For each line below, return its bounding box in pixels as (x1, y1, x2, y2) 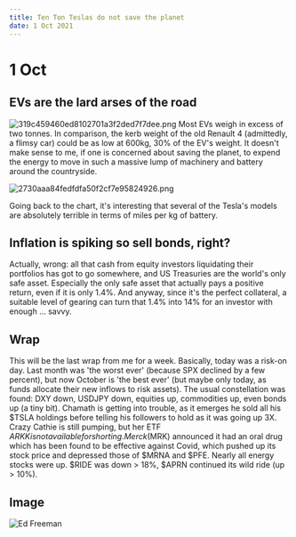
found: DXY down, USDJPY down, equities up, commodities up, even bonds (9, 393, 287, 405)
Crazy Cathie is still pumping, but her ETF (9, 421, 162, 432)
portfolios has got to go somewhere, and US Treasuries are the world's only (9, 268, 286, 279)
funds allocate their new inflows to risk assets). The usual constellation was (9, 384, 286, 395)
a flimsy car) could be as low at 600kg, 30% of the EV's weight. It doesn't (9, 137, 279, 148)
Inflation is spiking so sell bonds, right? (9, 235, 231, 250)
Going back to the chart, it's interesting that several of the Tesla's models (9, 200, 277, 211)
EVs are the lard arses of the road (9, 95, 197, 110)
